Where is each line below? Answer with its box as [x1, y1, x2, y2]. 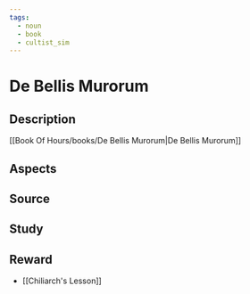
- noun [17, 21, 42, 30]
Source [9, 192, 51, 207]
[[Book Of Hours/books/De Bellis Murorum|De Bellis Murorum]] [9, 135, 242, 146]
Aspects [9, 161, 57, 176]
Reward [9, 251, 54, 267]
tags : [9, 12, 29, 22]
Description [9, 111, 76, 127]
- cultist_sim [17, 37, 70, 47]
